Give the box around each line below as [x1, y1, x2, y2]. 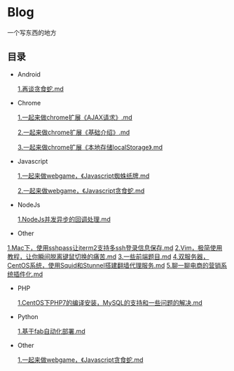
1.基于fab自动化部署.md [17, 327, 85, 335]
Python [17, 312, 39, 320]
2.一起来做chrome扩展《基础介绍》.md [17, 128, 130, 136]
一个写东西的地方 [7, 28, 57, 37]
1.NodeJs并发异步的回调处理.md [17, 215, 111, 223]
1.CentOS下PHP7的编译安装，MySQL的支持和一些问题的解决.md [17, 298, 203, 306]
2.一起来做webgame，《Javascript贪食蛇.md [17, 186, 145, 195]
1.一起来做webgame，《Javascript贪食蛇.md [17, 356, 144, 364]
